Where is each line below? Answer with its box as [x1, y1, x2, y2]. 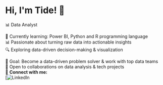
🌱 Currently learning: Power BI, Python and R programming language [5, 33, 148, 39]
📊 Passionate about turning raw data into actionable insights [5, 39, 132, 45]
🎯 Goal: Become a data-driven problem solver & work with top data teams [5, 58, 158, 64]
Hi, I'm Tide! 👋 [5, 5, 65, 16]
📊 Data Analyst [5, 21, 38, 27]
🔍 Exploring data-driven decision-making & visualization [5, 47, 123, 53]
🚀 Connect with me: [5, 69, 48, 75]
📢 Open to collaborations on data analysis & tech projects [5, 63, 125, 70]
